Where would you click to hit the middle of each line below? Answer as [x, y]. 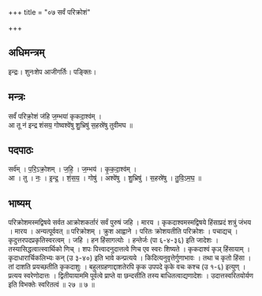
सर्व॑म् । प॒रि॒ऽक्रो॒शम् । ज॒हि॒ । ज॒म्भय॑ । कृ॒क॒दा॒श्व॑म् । [73, 169]
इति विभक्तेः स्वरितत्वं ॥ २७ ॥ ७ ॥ [52, 285]
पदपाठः [21, 150]
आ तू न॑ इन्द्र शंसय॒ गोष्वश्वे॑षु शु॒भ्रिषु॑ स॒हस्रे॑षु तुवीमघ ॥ [70, 125]
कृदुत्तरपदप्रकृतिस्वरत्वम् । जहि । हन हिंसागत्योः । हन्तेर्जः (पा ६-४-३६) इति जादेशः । [114, 240]
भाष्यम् [19, 203]
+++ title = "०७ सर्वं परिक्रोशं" [49, 12]
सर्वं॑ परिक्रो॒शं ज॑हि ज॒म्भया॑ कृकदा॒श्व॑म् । [55, 116]
